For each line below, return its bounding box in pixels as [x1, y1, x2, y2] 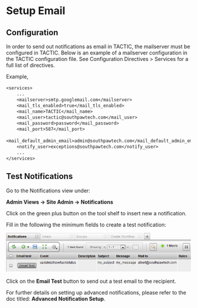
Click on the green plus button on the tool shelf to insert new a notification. [6, 209, 187, 216]
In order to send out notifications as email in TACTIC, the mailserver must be [6, 43, 191, 50]
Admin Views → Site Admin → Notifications [6, 198, 113, 205]
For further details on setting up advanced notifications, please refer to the [6, 289, 186, 296]
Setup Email [6, 4, 66, 18]
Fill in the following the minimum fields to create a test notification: [6, 221, 167, 228]
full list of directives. [6, 62, 55, 69]
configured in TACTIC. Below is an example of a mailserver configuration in [6, 49, 188, 56]
